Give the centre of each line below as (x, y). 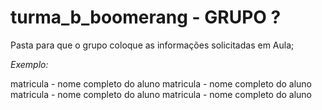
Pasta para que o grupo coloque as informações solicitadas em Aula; (152, 45)
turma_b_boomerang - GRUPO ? (146, 17)
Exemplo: (29, 64)
